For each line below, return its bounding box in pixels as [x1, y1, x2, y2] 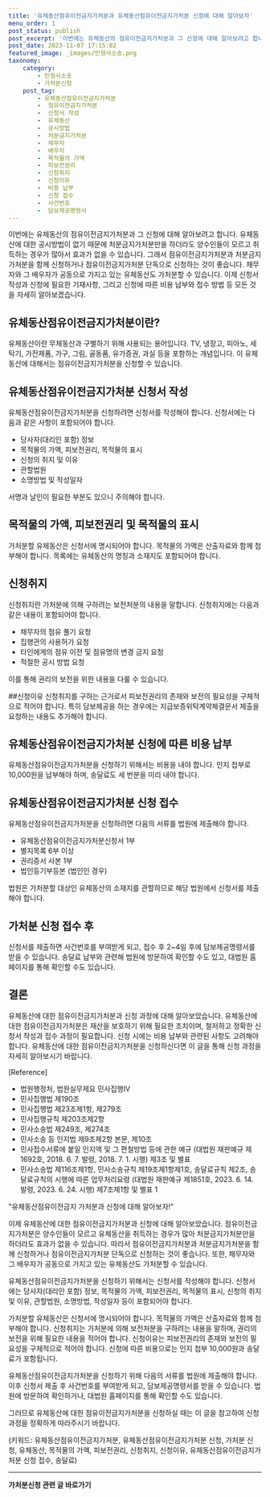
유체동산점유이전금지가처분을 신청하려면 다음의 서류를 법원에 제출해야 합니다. [8, 819, 249, 829]
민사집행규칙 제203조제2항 [19, 1114, 105, 1123]
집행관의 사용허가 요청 [19, 637, 90, 647]
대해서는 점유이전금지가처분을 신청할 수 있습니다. [29, 359, 182, 369]
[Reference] [8, 1067, 48, 1077]
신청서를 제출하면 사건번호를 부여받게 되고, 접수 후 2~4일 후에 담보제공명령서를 [8, 942, 256, 952]
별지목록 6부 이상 [19, 846, 75, 856]
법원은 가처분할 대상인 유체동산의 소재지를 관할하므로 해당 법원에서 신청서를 [8, 883, 245, 893]
